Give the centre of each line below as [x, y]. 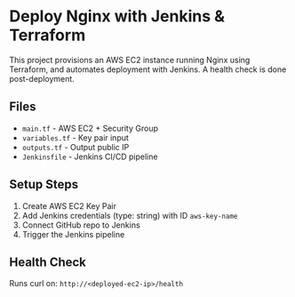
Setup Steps [44, 185]
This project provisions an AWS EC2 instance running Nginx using [130, 60]
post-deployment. [42, 78]
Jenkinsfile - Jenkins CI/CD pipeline [90, 157]
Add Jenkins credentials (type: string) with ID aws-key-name [130, 215]
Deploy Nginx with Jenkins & [117, 16]
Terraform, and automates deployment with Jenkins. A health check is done [148, 69]
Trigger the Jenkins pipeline [73, 234]
